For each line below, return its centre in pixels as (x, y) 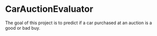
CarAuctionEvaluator (49, 9)
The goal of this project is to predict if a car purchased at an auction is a (78, 23)
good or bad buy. (23, 28)
